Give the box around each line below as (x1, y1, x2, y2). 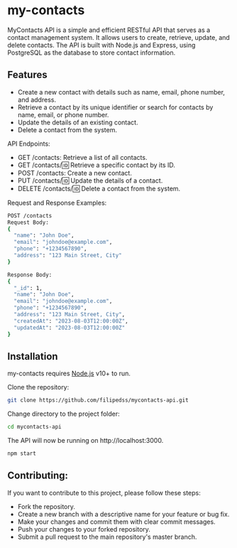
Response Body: (7, 271, 53, 279)
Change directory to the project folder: (7, 409, 121, 418)
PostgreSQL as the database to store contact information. (7, 48, 176, 57)
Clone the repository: (7, 383, 70, 392)
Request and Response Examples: (7, 198, 107, 207)
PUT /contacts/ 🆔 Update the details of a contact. (17, 176, 163, 185)
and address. (17, 95, 57, 104)
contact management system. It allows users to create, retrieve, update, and (7, 33, 231, 41)
